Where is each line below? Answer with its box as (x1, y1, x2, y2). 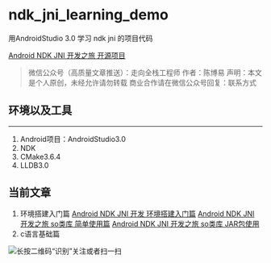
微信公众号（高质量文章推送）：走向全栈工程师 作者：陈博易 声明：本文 (27, 67, 262, 77)
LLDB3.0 (19, 160, 49, 170)
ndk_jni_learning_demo (8, 6, 169, 24)
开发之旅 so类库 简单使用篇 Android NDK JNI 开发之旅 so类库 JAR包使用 (19, 219, 260, 228)
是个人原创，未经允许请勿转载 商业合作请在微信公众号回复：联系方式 (27, 77, 256, 87)
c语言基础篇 (19, 228, 60, 239)
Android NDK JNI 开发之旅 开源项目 (8, 50, 127, 60)
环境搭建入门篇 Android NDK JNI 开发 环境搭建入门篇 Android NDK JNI (19, 208, 255, 219)
